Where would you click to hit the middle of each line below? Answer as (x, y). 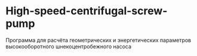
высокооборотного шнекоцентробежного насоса (69, 46)
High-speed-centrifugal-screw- (87, 11)
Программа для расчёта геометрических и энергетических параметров (98, 40)
